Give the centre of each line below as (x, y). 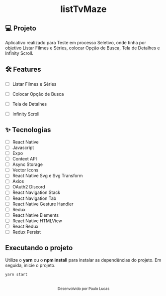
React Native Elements (35, 215)
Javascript (23, 148)
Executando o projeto (39, 248)
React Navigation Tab (34, 198)
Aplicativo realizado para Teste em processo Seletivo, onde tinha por (76, 43)
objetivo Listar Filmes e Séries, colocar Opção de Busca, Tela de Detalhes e (83, 48)
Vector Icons (25, 170)
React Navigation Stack (36, 192)
